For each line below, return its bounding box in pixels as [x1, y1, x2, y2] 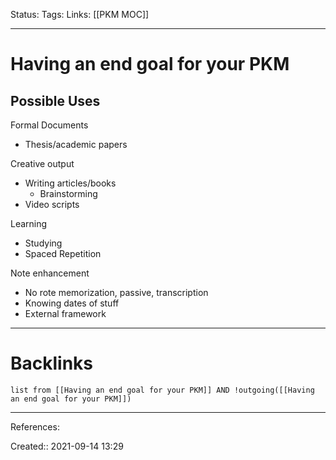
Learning [10, 218, 48, 229]
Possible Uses [10, 92, 101, 109]
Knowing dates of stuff [24, 297, 120, 309]
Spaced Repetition [24, 248, 102, 259]
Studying [24, 237, 63, 249]
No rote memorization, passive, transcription [24, 287, 209, 298]
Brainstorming [39, 188, 98, 199]
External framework [24, 308, 107, 319]
